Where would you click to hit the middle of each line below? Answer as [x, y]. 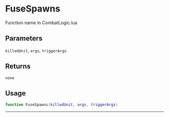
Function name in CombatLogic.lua [41, 23]
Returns [18, 67]
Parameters [24, 38]
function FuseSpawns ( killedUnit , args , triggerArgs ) [62, 105]
